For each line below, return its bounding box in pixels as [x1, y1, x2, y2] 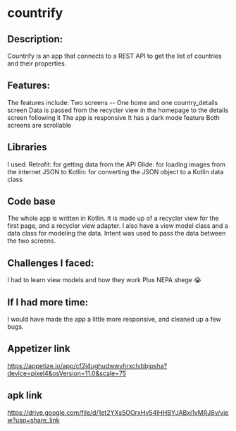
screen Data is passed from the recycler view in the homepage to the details [7, 106, 229, 114]
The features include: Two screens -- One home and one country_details [7, 98, 218, 107]
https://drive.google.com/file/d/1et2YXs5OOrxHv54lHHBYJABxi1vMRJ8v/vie [7, 408, 229, 417]
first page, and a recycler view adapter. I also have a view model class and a [7, 221, 229, 230]
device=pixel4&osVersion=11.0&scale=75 [7, 369, 127, 377]
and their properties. [7, 59, 67, 68]
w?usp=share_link [7, 415, 60, 424]
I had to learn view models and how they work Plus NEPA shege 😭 [7, 276, 202, 284]
